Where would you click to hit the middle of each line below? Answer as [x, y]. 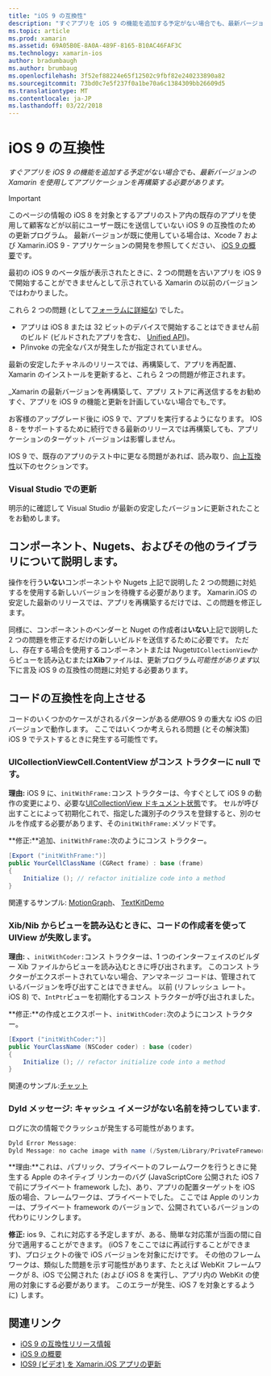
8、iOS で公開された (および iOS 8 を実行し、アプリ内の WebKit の [142, 1275]
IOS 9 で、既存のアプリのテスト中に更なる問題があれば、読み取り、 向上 [128, 456]
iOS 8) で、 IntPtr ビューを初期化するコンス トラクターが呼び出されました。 [134, 997]
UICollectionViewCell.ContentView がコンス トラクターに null [129, 762]
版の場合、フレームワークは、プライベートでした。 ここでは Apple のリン [130, 1197]
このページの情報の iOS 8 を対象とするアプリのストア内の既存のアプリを [129, 215]
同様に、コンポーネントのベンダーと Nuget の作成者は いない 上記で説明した [133, 629]
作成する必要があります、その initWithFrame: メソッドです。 [121, 823]
